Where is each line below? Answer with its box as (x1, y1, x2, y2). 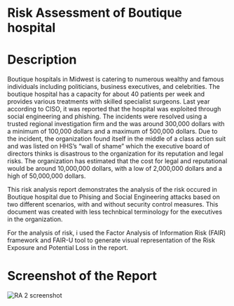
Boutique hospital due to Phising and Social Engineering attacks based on (7, 193, 221, 201)
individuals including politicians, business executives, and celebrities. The (7, 83, 221, 91)
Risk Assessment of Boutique (7, 5, 182, 21)
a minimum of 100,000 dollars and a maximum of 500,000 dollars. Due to (7, 127, 218, 136)
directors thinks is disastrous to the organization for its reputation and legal (7, 149, 224, 158)
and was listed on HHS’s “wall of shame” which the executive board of (7, 142, 210, 151)
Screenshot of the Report (7, 268, 158, 284)
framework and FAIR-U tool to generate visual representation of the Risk (7, 236, 216, 244)
